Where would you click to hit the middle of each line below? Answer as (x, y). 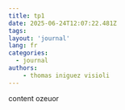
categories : (28, 53)
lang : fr (23, 46)
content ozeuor (33, 98)
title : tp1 (27, 16)
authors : (23, 68)
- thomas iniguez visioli (67, 75)
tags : (17, 31)
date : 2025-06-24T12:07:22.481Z (62, 23)
